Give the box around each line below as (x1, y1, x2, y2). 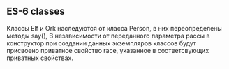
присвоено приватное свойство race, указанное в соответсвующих (6, 46, 209, 54)
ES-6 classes (6, 6, 65, 17)
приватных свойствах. (6, 54, 74, 62)
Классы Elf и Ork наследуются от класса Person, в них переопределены (6, 24, 223, 32)
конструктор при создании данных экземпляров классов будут (6, 38, 197, 47)
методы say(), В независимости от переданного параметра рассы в (6, 31, 210, 40)
